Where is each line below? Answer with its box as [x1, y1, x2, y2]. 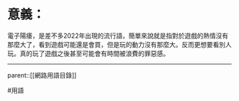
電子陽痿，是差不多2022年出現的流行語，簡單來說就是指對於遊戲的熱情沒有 [7, 31, 229, 40]
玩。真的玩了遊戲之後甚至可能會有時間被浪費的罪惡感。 [7, 49, 169, 58]
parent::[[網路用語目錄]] [7, 70, 77, 79]
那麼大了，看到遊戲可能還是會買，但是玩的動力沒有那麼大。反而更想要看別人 [7, 40, 232, 48]
